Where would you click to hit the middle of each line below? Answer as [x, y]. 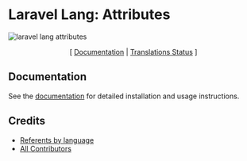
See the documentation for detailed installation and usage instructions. [124, 96]
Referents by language [57, 140]
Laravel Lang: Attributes [89, 15]
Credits [27, 121]
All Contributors [45, 148]
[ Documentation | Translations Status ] [133, 52]
